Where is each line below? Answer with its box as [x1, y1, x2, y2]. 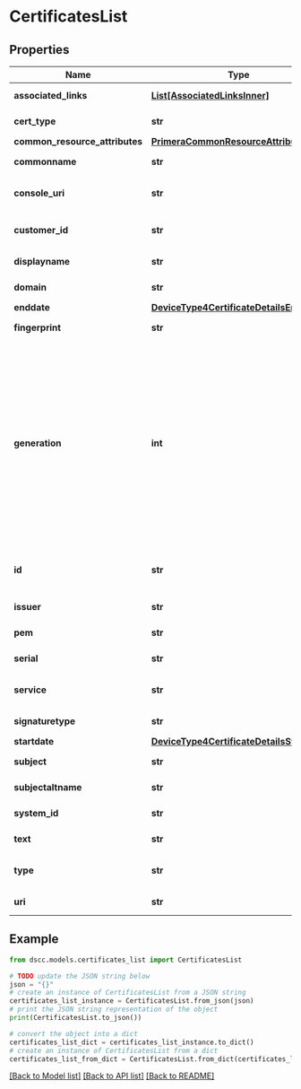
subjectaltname [13, 781, 82, 793]
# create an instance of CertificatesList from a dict [9, 1046, 219, 1055]
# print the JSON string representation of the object [9, 1005, 219, 1015]
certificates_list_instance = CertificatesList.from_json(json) [9, 997, 254, 1006]
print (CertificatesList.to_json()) [9, 1014, 142, 1023]
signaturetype [13, 715, 76, 727]
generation [13, 437, 62, 449]
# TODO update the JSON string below [9, 971, 150, 980]
